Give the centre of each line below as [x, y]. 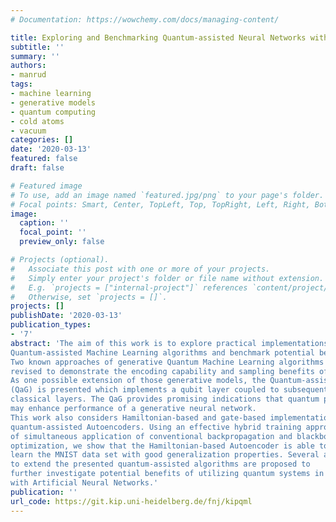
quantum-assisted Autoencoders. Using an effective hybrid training [156, 427]
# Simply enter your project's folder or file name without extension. [167, 278]
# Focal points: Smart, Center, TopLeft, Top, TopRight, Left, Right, [160, 204]
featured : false [44, 159]
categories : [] [42, 140]
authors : [28, 66]
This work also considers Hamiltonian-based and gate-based [138, 417]
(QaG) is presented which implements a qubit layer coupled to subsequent [169, 390]
